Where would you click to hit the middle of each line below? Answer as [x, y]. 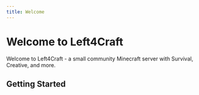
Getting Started [36, 84]
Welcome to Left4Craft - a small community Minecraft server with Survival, [100, 59]
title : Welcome [25, 12]
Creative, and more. [31, 65]
